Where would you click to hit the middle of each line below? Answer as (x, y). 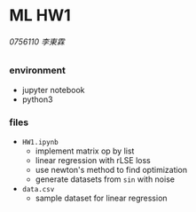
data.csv (38, 190)
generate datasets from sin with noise (105, 179)
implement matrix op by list (85, 151)
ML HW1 (40, 16)
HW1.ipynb (40, 143)
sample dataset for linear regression (101, 198)
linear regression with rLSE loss (93, 161)
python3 (37, 99)
